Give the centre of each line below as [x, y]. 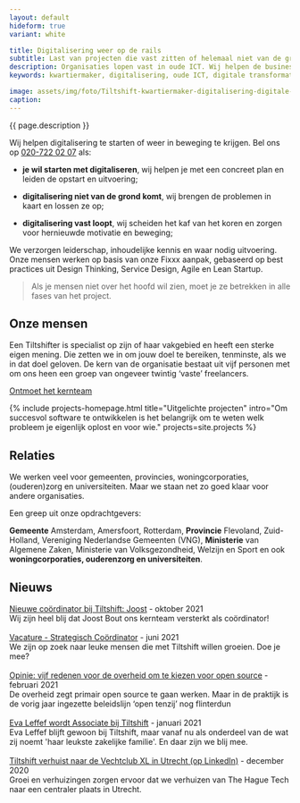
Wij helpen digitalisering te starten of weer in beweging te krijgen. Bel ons [145, 142]
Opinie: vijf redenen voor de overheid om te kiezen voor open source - [139, 675]
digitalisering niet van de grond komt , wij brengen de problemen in [146, 196]
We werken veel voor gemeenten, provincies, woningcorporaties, [129, 477]
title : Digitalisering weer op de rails [86, 50]
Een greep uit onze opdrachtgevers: [75, 513]
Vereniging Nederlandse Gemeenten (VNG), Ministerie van [150, 540]
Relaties [32, 456]
